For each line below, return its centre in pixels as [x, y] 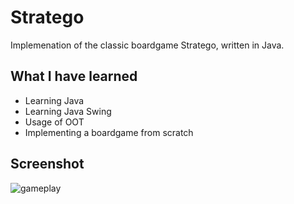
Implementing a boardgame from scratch [109, 132]
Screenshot [47, 164]
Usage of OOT [54, 122]
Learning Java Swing [68, 111]
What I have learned [74, 76]
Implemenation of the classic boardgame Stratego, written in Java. [147, 45]
